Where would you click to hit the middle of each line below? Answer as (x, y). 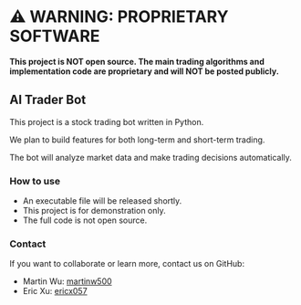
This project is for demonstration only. (94, 211)
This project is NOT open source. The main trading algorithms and (137, 61)
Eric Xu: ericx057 (55, 291)
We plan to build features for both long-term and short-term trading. (137, 140)
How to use (35, 181)
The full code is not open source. (85, 220)
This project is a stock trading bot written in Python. (107, 121)
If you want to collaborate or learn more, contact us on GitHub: (127, 264)
